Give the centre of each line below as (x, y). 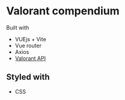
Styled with (28, 77)
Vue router (28, 46)
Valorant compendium (63, 11)
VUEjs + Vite (30, 39)
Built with (18, 28)
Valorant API (30, 58)
